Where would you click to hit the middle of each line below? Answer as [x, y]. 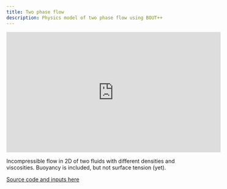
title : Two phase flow [35, 12]
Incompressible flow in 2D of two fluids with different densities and [91, 161]
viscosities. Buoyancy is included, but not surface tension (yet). [86, 167]
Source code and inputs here [43, 179]
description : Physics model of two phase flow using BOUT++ [85, 18]
